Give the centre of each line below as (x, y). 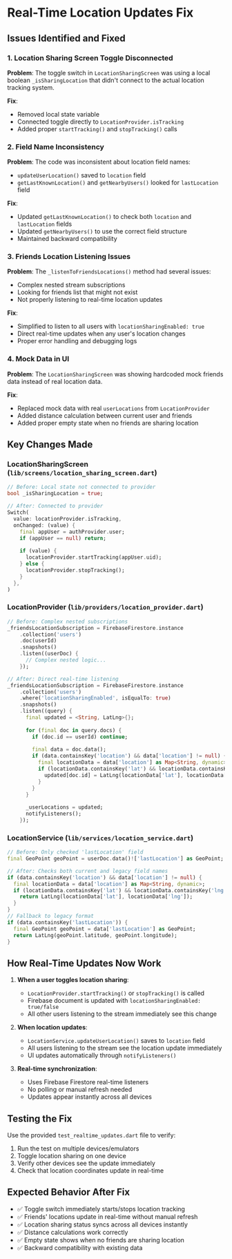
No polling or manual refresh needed (80, 1090)
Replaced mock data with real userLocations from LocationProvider (113, 408)
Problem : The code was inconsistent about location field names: (99, 162)
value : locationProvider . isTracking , (68, 519)
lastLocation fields (45, 224)
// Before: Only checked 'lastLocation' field (75, 852)
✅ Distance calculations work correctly (72, 1232)
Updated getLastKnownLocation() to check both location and (104, 217)
